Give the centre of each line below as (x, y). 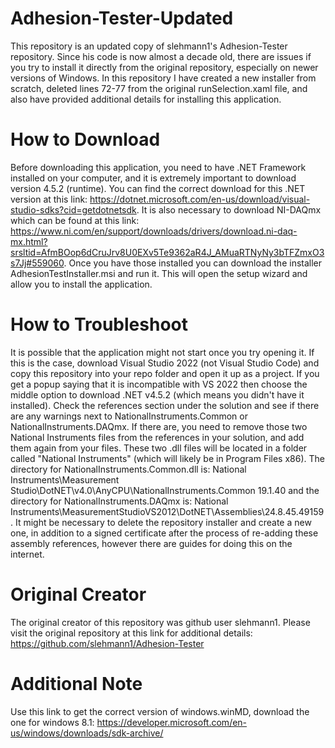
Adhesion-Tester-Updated (122, 18)
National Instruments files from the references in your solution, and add (157, 437)
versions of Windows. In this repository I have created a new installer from (163, 78)
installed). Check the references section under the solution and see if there (165, 405)
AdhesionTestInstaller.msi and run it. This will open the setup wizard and (159, 273)
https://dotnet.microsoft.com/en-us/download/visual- (200, 199)
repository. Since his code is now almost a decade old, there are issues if (161, 56)
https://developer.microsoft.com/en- (172, 722)
